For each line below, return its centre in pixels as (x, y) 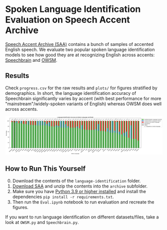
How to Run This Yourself (45, 169)
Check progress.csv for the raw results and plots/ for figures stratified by (81, 88)
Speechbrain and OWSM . (31, 60)
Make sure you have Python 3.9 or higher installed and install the (79, 191)
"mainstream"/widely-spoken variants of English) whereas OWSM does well (83, 104)
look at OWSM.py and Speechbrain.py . (42, 222)
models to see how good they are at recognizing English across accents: (80, 55)
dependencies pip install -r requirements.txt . (63, 197)
